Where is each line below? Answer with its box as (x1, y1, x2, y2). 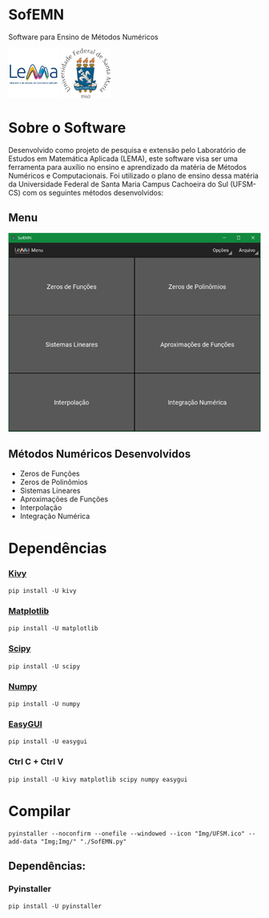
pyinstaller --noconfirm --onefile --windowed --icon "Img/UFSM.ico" (8, 829, 246, 838)
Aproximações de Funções (19, 494, 109, 504)
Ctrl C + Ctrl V (8, 756, 64, 767)
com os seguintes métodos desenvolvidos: (22, 187, 164, 197)
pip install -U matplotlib (8, 625, 98, 633)
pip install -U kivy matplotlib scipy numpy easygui (8, 775, 188, 783)
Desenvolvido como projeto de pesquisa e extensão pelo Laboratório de (8, 145, 247, 155)
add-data (8, 837, 38, 846)
